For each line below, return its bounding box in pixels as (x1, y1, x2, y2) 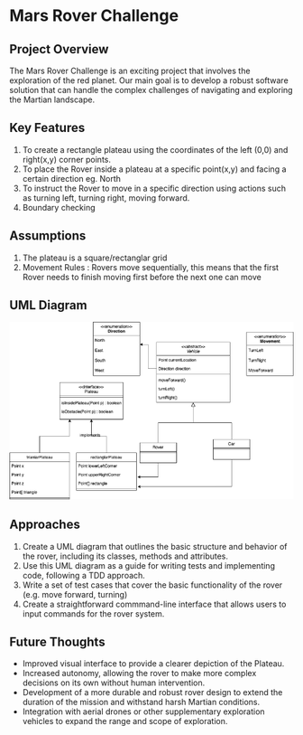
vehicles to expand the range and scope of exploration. (22, 716, 228, 727)
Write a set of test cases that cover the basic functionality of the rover (22, 580, 283, 590)
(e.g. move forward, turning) (22, 589, 128, 599)
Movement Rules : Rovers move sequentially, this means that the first (22, 261, 280, 272)
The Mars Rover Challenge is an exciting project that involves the (9, 65, 251, 76)
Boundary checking (22, 202, 96, 212)
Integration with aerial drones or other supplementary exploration (22, 706, 265, 717)
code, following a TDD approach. (22, 570, 146, 580)
